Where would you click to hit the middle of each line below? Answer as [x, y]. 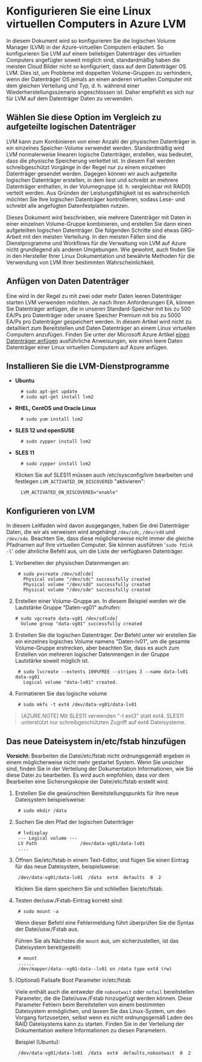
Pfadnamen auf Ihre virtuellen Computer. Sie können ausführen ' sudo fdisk [99, 545]
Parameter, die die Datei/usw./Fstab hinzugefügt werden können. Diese [103, 998]
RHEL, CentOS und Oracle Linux [55, 408]
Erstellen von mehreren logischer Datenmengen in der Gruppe [92, 654]
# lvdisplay [33, 833]
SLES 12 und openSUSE [45, 431]
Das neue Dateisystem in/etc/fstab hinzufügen [96, 741]
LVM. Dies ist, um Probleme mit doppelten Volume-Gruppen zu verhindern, [99, 72]
